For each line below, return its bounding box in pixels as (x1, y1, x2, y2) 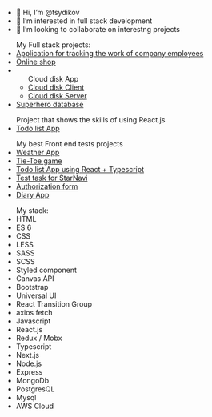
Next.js (15, 351, 40, 359)
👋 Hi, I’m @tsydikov (15, 8, 80, 17)
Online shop (15, 57, 56, 66)
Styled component (15, 265, 78, 275)
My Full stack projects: (15, 40, 91, 50)
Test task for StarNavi (15, 173, 88, 182)
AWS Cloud (15, 401, 54, 411)
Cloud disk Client (27, 82, 85, 92)
